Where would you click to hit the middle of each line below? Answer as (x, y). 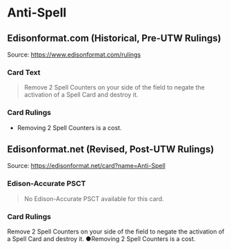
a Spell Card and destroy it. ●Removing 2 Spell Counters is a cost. (101, 239)
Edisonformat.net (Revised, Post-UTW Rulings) (111, 149)
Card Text (24, 72)
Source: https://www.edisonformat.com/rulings (74, 54)
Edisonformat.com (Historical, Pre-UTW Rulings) (114, 38)
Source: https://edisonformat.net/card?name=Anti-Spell (86, 166)
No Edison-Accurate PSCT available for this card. (94, 198)
